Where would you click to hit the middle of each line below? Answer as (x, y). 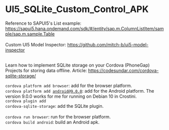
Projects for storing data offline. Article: (46, 70)
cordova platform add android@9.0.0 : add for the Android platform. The (80, 91)
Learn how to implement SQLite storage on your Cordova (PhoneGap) (77, 65)
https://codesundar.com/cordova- (123, 70)
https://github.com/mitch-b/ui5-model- (108, 44)
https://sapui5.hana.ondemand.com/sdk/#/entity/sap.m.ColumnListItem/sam (84, 28)
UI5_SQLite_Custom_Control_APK (77, 9)
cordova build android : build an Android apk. (52, 122)
